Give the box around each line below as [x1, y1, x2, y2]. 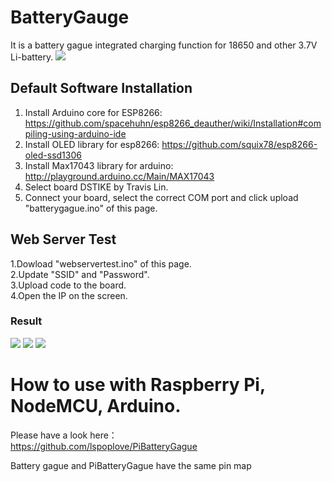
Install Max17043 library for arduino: [24, 159, 174, 171]
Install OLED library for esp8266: [24, 138, 160, 150]
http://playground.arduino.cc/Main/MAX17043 [24, 170, 215, 182]
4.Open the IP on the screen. [10, 289, 128, 301]
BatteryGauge [10, 6, 130, 29]
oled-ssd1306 [24, 149, 82, 161]
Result [10, 314, 43, 328]
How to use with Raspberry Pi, [10, 374, 266, 396]
